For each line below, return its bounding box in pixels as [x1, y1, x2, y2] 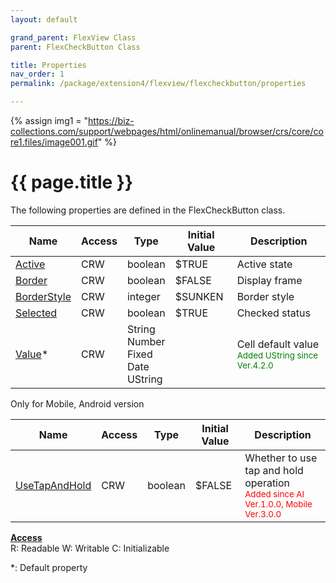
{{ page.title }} [10, 171, 134, 194]
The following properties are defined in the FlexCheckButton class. [10, 204, 286, 216]
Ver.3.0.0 [244, 508, 282, 520]
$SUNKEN [174, 289, 224, 303]
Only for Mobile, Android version [10, 397, 145, 410]
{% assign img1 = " [10, 115, 89, 126]
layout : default [10, 14, 78, 25]
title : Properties [10, 60, 87, 70]
